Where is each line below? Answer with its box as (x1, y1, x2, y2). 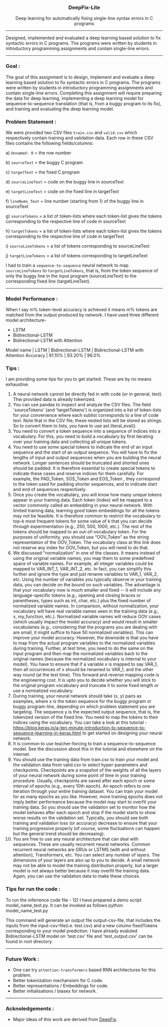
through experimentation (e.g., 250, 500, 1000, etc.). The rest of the (12, 523, 153, 529)
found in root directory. (5, 938, 53, 944)
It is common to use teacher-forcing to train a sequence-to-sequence (12, 741, 156, 747)
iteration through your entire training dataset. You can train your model (12, 788, 158, 794)
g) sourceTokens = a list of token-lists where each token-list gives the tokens (5, 213, 162, 219)
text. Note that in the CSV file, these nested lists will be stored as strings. (12, 418, 163, 424)
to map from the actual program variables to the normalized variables (12, 640, 156, 646)
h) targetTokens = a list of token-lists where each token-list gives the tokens (5, 228, 162, 234)
